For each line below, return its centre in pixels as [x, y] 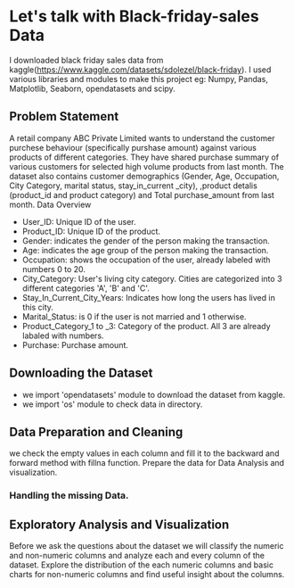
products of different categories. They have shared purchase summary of [144, 157]
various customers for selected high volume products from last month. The [147, 166]
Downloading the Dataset [81, 373]
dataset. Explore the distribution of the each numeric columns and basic [142, 565]
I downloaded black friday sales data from [86, 60]
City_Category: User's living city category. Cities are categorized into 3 [152, 278]
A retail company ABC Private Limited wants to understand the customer [142, 138]
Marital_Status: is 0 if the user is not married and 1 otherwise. [134, 316]
